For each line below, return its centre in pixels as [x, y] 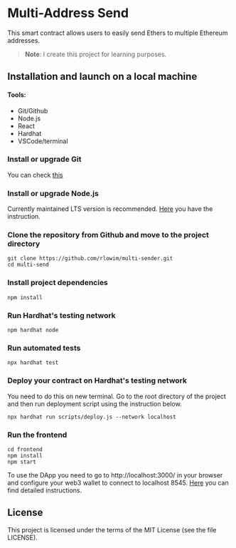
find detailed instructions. [45, 490]
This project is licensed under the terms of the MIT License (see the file [112, 529]
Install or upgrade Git [44, 160]
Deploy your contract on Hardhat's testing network [97, 381]
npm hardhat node [33, 330]
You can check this [35, 175]
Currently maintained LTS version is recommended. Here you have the [110, 209]
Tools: [17, 95]
